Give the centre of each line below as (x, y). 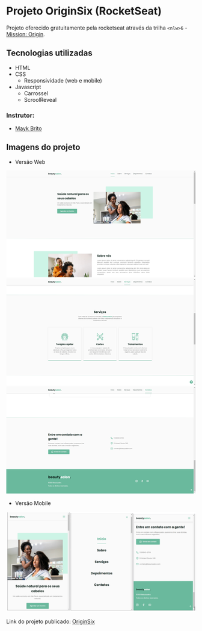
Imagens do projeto (43, 147)
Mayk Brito (28, 128)
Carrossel (36, 93)
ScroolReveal (40, 99)
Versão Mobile (33, 503)
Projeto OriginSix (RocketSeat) (84, 11)
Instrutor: (20, 115)
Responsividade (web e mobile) (63, 80)
